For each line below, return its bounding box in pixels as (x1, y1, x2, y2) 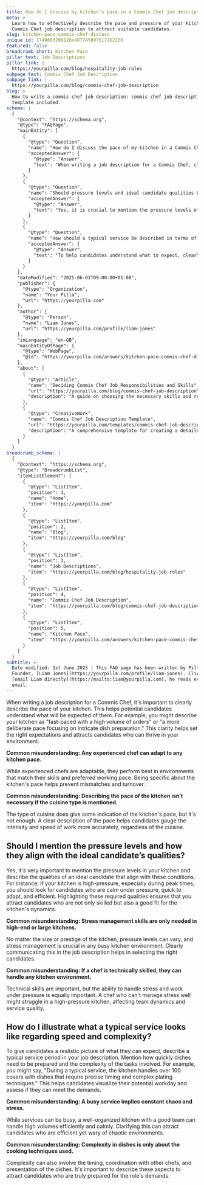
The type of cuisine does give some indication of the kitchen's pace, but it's (6, 810, 196, 818)
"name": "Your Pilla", (22, 291, 80, 298)
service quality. (6, 1004, 45, 1012)
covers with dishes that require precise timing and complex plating (6, 1073, 173, 1080)
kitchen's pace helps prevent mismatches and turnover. (6, 780, 146, 788)
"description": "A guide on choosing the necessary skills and (28, 394, 191, 400)
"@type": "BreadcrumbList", (17, 467, 88, 473)
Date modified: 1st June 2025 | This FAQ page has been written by (12, 665, 186, 671)
